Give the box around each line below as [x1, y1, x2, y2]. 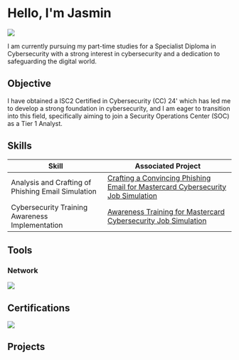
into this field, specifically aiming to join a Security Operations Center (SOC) [7, 112, 230, 120]
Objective [7, 78, 52, 90]
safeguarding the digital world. [7, 57, 97, 65]
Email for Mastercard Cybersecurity [107, 181, 227, 191]
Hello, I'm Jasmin [7, 5, 112, 21]
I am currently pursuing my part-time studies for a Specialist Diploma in [7, 41, 216, 51]
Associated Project [134, 161, 201, 171]
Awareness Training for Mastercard [107, 206, 225, 216]
